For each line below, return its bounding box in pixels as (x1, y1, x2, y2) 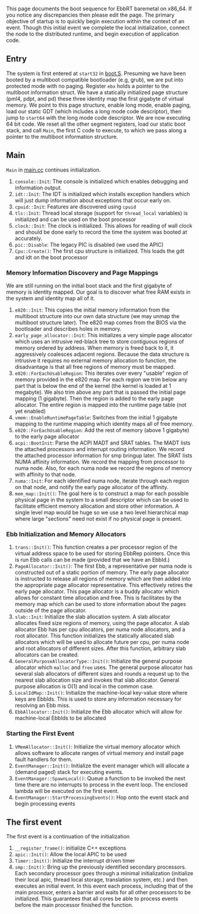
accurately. (14, 235, 43, 242)
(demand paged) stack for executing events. (14, 768, 124, 775)
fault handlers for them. (14, 756, 72, 763)
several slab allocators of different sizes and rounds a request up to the (14, 670, 189, 677)
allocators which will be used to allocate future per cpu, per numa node (14, 639, 189, 646)
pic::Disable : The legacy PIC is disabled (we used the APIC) (14, 241, 164, 248)
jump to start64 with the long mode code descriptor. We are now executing (6, 114, 191, 121)
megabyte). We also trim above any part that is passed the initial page (14, 388, 186, 396)
